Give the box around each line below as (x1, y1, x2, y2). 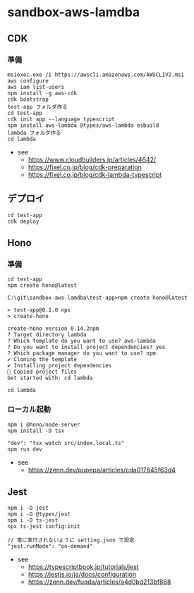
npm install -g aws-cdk (7, 90, 78, 97)
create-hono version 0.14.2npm (7, 325, 99, 332)
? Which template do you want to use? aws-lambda (7, 338, 157, 345)
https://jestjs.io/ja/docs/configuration (28, 570, 136, 579)
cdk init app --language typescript (7, 116, 115, 123)
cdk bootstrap (7, 96, 49, 103)
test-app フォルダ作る (7, 103, 68, 110)
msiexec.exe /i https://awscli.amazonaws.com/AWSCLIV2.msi (7, 71, 185, 78)
